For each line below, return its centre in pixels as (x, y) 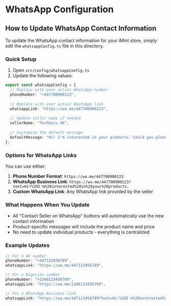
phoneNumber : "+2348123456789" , (39, 279)
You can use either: (25, 166)
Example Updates (27, 245)
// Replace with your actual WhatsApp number (59, 90)
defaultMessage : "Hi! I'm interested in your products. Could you (82, 137)
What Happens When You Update (48, 204)
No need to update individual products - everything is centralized (81, 232)
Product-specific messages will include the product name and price (84, 227)
